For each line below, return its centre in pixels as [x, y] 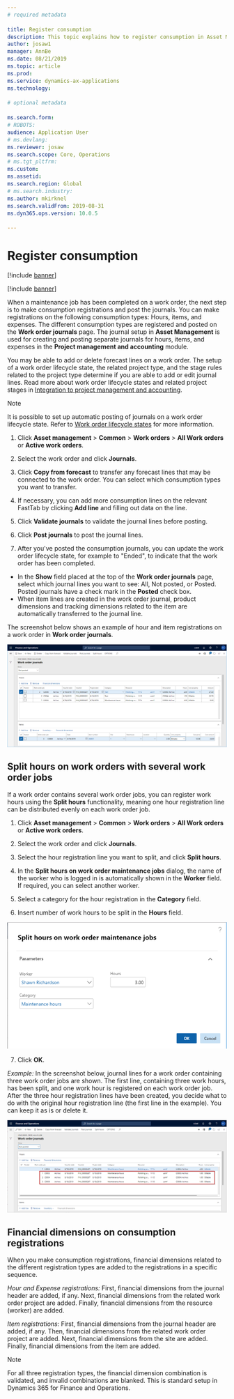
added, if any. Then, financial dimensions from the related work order [107, 1331]
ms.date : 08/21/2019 [37, 59]
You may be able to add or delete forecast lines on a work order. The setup [115, 360]
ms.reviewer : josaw [36, 147]
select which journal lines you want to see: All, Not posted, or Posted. [117, 584]
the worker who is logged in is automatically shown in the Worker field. [119, 878]
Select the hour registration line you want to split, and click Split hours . [119, 857]
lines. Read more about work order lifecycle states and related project [107, 383]
